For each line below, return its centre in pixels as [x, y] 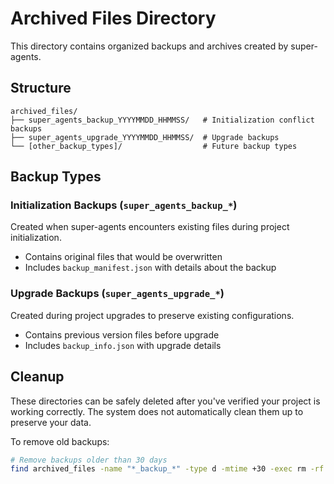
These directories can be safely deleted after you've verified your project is [165, 401]
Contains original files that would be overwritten [123, 257]
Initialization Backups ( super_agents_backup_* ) [124, 205]
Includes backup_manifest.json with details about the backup [150, 268]
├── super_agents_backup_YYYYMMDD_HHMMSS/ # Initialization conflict [162, 120]
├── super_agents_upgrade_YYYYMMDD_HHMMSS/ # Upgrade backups [145, 137]
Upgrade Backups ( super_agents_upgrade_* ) [117, 294]
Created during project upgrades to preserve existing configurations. [152, 315]
